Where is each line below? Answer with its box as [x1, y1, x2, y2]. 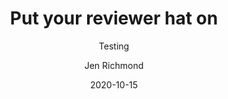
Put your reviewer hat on [9, 7, 219, 30]
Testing [98, 40, 130, 52]
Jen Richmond [84, 59, 144, 71]
